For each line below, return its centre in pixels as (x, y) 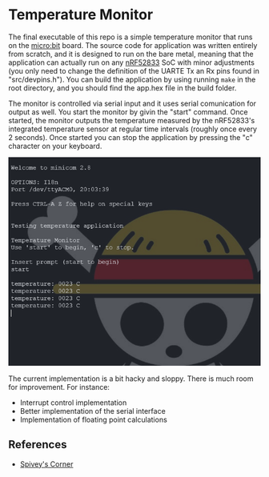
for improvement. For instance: (59, 387)
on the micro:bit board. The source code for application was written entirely (133, 45)
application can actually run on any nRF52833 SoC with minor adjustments (131, 62)
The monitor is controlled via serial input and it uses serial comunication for (132, 103)
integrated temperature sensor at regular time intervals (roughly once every (133, 129)
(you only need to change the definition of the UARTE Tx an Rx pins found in (134, 70)
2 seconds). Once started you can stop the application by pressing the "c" (131, 137)
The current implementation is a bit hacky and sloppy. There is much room (131, 379)
